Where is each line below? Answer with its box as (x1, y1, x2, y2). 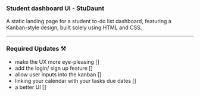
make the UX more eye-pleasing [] (14, 58, 100, 65)
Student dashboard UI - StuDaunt (6, 4, 105, 13)
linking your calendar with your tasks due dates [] (14, 77, 137, 84)
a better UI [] (14, 83, 46, 91)
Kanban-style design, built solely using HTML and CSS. (6, 24, 142, 31)
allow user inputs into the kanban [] (14, 70, 102, 78)
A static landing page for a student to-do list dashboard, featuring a (6, 18, 171, 25)
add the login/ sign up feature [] (14, 64, 93, 72)
